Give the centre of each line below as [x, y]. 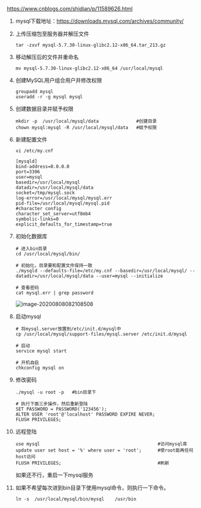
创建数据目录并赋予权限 [44, 109]
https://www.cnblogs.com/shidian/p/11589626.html [70, 9]
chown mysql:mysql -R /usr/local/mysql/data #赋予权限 [86, 128]
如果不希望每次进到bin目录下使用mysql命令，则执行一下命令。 [92, 488]
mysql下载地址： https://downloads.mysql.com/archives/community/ [100, 21]
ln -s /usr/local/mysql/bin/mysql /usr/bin [76, 499]
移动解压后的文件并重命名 [47, 57]
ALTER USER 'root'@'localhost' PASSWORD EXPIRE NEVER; [85, 414]
